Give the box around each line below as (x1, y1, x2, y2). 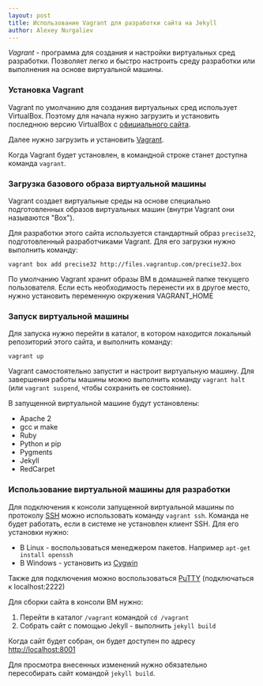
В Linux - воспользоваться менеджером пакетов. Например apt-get (19, 543, 251, 552)
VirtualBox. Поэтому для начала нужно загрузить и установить (8, 111, 220, 120)
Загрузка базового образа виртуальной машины (8, 178, 207, 189)
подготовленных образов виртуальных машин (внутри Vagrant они (8, 204, 235, 214)
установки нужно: (8, 527, 70, 536)
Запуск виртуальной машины (8, 310, 130, 321)
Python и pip (19, 439, 62, 449)
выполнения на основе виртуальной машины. (8, 65, 163, 74)
